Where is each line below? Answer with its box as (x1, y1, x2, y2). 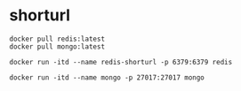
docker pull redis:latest (9, 34, 105, 43)
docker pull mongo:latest (9, 42, 105, 51)
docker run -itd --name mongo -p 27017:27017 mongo (9, 72, 205, 82)
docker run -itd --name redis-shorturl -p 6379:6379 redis (9, 57, 233, 66)
